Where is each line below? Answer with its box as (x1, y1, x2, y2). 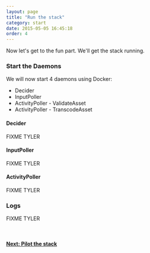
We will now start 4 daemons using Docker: (6, 76, 113, 83)
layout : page (6, 8, 39, 15)
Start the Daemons (6, 62, 62, 70)
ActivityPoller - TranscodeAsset (14, 106, 93, 113)
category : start (6, 20, 46, 26)
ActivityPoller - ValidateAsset (14, 99, 86, 107)
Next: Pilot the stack (6, 240, 58, 247)
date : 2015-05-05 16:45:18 (6, 25, 73, 32)
